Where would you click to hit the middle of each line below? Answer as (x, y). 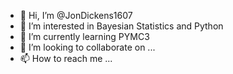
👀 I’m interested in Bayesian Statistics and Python (121, 26)
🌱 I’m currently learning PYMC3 (84, 36)
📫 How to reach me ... (66, 58)
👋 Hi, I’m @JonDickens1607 (76, 15)
